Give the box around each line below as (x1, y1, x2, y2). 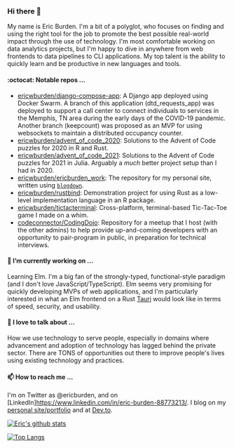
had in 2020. (17, 166, 55, 174)
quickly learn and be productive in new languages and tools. (7, 60, 181, 68)
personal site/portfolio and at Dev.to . (7, 406, 113, 414)
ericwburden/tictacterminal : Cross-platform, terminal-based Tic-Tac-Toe (17, 203, 228, 211)
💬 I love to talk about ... (7, 318, 75, 327)
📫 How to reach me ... (7, 372, 74, 381)
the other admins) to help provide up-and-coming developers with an (17, 225, 218, 234)
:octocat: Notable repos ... (7, 75, 85, 84)
